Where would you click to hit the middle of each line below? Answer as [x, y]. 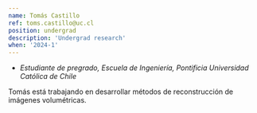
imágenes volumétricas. [47, 100]
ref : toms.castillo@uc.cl [51, 23]
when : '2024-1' [33, 45]
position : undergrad [43, 30]
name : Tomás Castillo [44, 16]
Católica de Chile [48, 76]
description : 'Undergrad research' [67, 38]
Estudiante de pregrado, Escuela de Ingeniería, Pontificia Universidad [134, 68]
